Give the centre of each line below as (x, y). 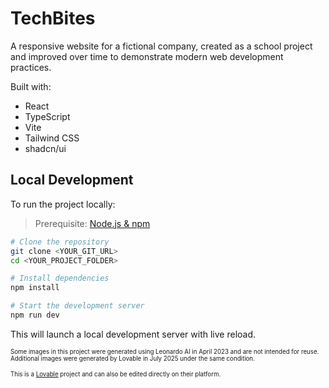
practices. (31, 67)
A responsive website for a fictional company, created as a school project (161, 46)
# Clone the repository (60, 242)
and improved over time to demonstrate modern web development (147, 56)
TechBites (53, 18)
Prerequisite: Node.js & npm (92, 223)
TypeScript (47, 116)
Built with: (31, 86)
